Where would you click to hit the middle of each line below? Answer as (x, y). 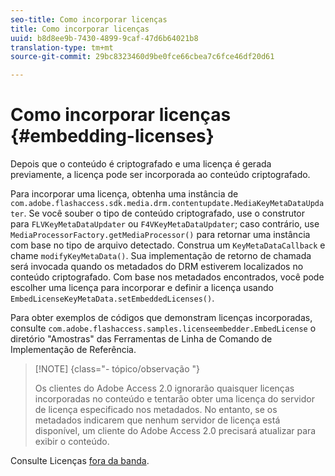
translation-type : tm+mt (62, 47)
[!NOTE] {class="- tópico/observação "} (117, 369)
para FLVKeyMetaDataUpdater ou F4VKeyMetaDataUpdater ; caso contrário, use (165, 224)
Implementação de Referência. (73, 350)
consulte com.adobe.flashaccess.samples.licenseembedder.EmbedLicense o (163, 328)
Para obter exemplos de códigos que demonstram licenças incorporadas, (161, 318)
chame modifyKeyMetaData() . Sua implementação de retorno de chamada (161, 256)
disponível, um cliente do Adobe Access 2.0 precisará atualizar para (175, 431)
